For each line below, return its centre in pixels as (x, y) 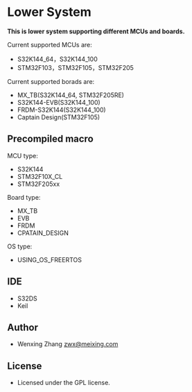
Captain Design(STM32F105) (59, 117)
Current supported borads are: (51, 81)
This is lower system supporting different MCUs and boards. (96, 31)
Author (23, 327)
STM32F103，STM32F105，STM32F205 (75, 67)
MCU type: (23, 155)
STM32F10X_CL (40, 176)
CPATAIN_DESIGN (43, 232)
